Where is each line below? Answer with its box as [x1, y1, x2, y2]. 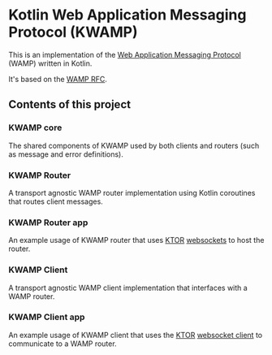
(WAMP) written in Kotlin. [8, 58, 93, 68]
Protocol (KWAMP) [8, 23, 138, 41]
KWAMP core [8, 122, 63, 133]
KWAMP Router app [8, 217, 89, 228]
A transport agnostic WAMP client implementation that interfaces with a [8, 283, 248, 292]
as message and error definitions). [8, 149, 124, 159]
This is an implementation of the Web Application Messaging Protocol [8, 50, 241, 59]
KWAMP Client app [8, 311, 85, 323]
